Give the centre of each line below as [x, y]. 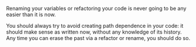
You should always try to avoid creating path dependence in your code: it [95, 26]
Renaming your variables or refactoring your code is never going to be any [96, 8]
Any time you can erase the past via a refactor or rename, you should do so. [98, 38]
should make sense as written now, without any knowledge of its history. [94, 32]
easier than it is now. [31, 15]
